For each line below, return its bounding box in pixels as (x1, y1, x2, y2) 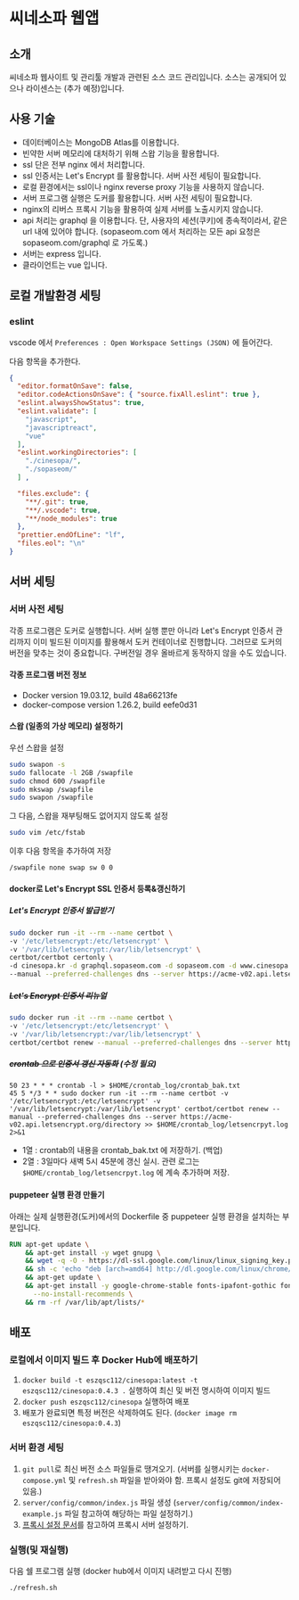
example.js (21, 1509, 63, 1519)
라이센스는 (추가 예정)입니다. (25, 83, 125, 94)
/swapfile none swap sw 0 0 (9, 863, 114, 872)
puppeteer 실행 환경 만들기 (9, 1190, 105, 1200)
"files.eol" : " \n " (17, 539, 86, 548)
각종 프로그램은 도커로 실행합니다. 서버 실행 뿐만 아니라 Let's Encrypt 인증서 (9, 625, 274, 636)
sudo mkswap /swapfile (9, 785, 93, 794)
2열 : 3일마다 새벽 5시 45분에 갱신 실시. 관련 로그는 (21, 1156, 200, 1167)
